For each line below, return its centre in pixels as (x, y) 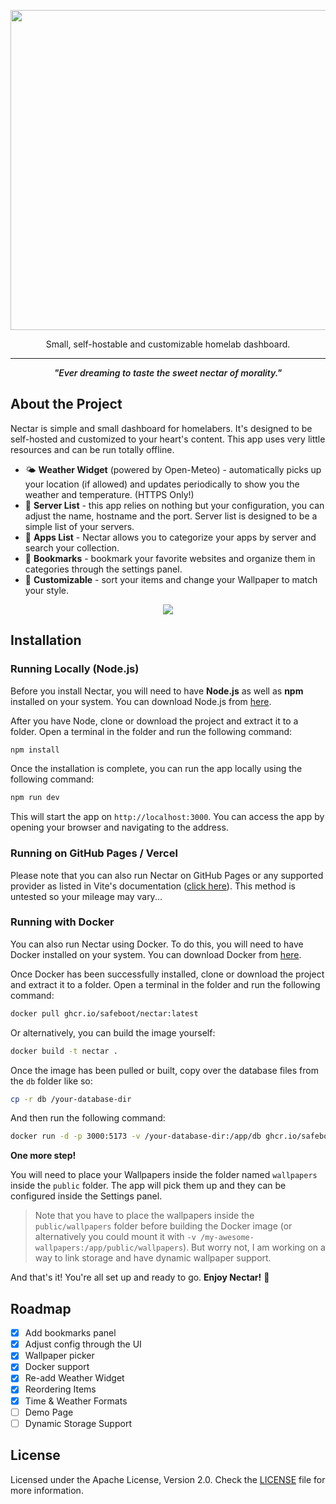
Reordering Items (60, 1389)
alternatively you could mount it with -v (115, 1237)
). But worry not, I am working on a (254, 1247)
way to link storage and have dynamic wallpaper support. (153, 1258)
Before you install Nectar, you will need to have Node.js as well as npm (157, 691)
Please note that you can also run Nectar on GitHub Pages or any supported (167, 875)
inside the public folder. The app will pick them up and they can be (148, 1186)
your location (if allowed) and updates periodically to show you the (162, 484)
